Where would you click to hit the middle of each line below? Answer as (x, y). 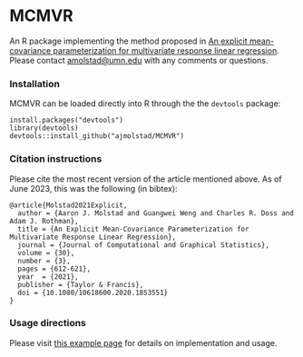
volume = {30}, (46, 253)
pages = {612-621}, (54, 269)
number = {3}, (44, 261)
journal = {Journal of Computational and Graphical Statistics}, (144, 245)
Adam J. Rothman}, (44, 221)
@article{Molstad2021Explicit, (68, 205)
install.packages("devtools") (67, 120)
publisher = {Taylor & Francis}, (81, 284)
